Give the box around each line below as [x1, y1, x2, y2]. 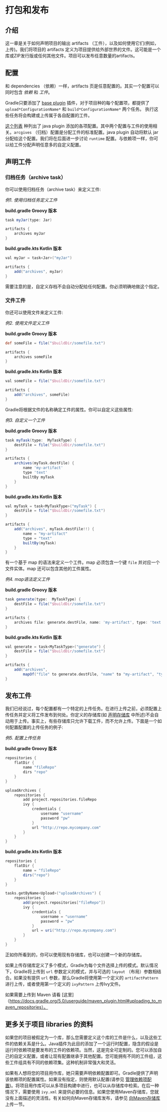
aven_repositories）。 [5, 1004, 48, 1010]
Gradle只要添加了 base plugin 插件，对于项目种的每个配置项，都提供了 [5, 99, 150, 105]
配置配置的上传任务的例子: [9, 724, 64, 730]
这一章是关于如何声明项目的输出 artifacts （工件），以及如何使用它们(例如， [5, 40, 159, 46]
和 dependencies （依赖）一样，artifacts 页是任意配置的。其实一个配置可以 [5, 83, 160, 89]
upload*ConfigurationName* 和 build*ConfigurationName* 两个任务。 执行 [5, 106, 154, 112]
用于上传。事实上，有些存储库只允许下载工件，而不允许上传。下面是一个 [9, 718, 158, 724]
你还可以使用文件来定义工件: [5, 309, 64, 315]
